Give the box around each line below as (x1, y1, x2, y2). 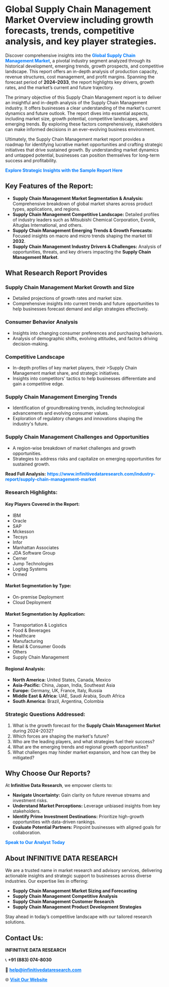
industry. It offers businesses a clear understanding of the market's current (5, 105, 161, 111)
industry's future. (12, 421, 49, 427)
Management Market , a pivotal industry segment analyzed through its (5, 57, 151, 63)
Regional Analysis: (5, 666, 45, 672)
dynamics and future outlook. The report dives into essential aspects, (5, 110, 149, 116)
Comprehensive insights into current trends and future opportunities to (12, 301, 159, 307)
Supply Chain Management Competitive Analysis (12, 893, 118, 899)
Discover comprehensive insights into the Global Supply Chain (5, 52, 136, 58)
